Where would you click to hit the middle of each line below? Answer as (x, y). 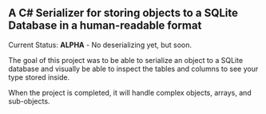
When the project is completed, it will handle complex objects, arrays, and (130, 92)
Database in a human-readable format (105, 26)
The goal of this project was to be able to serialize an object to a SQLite (126, 60)
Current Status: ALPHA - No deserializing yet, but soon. (100, 45)
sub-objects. (29, 101)
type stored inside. (39, 77)
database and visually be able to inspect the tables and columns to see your (133, 69)
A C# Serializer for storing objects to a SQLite (123, 13)
